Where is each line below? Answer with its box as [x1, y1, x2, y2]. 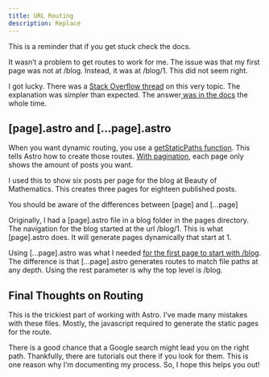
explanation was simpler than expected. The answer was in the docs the [8, 89, 248, 99]
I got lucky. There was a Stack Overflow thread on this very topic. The [8, 81, 241, 91]
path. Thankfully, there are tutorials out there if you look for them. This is [8, 351, 249, 361]
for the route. [8, 327, 52, 337]
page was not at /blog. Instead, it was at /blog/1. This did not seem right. [8, 65, 248, 75]
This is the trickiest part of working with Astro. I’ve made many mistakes [8, 310, 248, 320]
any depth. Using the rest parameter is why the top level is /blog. [8, 265, 223, 275]
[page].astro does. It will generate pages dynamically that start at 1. [8, 233, 232, 242]
